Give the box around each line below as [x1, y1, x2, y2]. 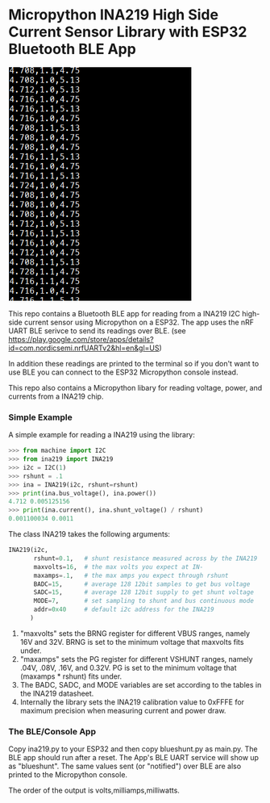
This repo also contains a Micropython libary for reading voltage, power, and [8, 383, 263, 392]
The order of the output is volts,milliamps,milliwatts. [8, 785, 180, 796]
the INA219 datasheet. [19, 688, 94, 698]
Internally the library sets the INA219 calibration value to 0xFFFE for [19, 696, 244, 707]
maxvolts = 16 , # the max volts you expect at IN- [33, 563, 204, 571]
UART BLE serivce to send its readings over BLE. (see [8, 325, 187, 336]
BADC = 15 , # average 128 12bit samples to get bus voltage [33, 579, 251, 588]
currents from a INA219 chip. [8, 391, 104, 401]
